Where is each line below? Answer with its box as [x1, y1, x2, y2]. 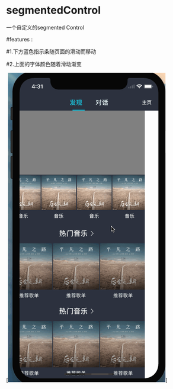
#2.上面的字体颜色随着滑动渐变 [6, 60, 82, 67]
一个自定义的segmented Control [6, 24, 85, 31]
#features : [6, 36, 33, 43]
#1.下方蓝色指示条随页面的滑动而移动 [6, 48, 97, 55]
